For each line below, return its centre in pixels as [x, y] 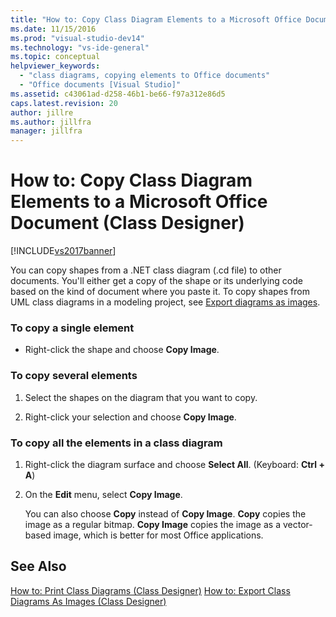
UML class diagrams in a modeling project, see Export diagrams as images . [165, 302]
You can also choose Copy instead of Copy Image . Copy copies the [165, 513]
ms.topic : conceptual [55, 57]
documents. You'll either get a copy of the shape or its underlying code [156, 281]
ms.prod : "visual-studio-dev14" [77, 38]
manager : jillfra [46, 131]
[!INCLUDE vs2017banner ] [63, 251]
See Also [38, 566]
